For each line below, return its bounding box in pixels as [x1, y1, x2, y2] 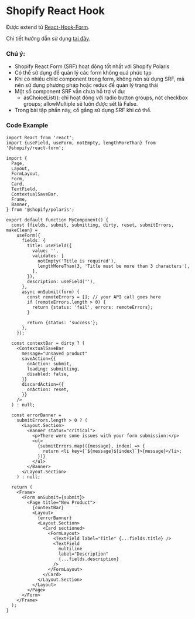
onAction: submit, [27, 361, 72, 366]
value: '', [32, 248, 59, 254]
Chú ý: [6, 49, 25, 58]
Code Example [6, 122, 49, 130]
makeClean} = [6, 227, 38, 233]
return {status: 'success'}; [27, 319, 98, 325]
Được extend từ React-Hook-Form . [6, 23, 90, 31]
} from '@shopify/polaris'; [6, 207, 75, 213]
